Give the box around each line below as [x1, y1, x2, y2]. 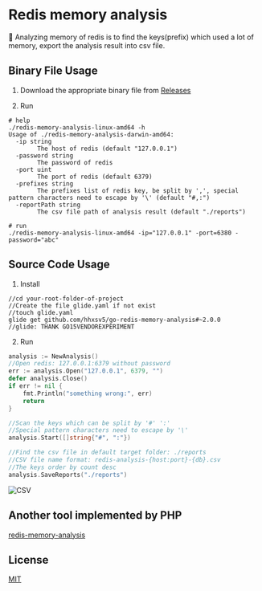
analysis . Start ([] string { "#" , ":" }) [8, 434, 131, 442]
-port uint [15, 165, 52, 173]
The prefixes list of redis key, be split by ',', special [37, 186, 239, 194]
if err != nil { [8, 382, 63, 390]
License [8, 552, 49, 567]
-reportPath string [15, 201, 81, 209]
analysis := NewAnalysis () [8, 352, 99, 361]
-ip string [15, 137, 52, 145]
